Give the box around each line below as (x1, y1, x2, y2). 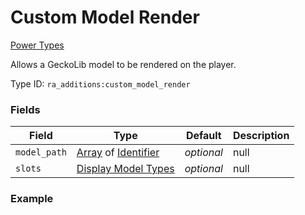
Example (10, 192, 54, 206)
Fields (10, 102, 41, 116)
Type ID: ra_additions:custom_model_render (10, 77, 191, 90)
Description (232, 129, 290, 143)
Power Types (10, 39, 65, 51)
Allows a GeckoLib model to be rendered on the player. (10, 58, 237, 70)
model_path (15, 147, 67, 158)
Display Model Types (76, 162, 175, 176)
